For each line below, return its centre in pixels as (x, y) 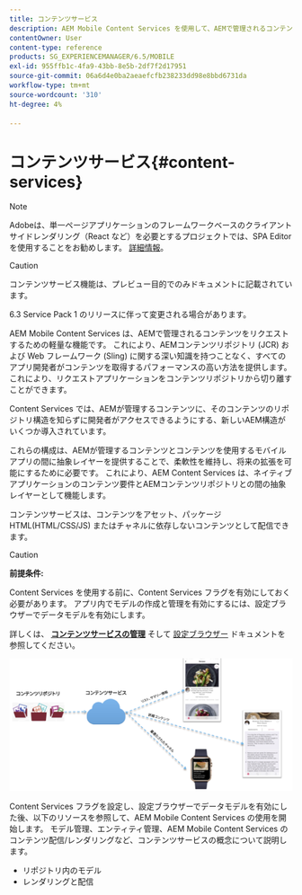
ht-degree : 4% (36, 104)
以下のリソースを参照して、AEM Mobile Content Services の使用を (155, 818)
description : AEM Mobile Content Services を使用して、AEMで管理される (138, 28)
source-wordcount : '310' (56, 94)
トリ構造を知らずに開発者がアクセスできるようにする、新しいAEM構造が (151, 420)
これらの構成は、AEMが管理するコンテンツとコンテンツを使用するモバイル (148, 450)
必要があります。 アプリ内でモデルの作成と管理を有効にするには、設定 (140, 604)
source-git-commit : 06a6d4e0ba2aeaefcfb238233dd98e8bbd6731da (128, 76)
